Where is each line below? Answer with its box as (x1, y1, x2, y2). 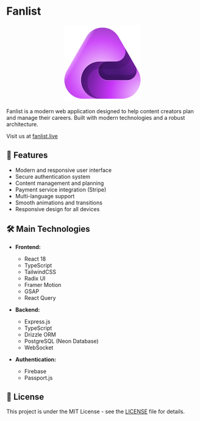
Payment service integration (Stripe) (15, 185, 107, 193)
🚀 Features (6, 150, 48, 160)
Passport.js (24, 374, 53, 381)
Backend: (15, 306, 40, 313)
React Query (24, 294, 56, 301)
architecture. (6, 121, 38, 128)
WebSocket (24, 344, 54, 351)
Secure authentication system (15, 173, 90, 180)
